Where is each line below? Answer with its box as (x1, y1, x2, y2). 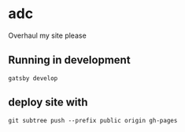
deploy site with (8, 96, 88, 109)
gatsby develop (8, 74, 58, 82)
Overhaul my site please (8, 31, 87, 40)
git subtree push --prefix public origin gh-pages (8, 116, 178, 124)
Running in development (8, 53, 131, 67)
